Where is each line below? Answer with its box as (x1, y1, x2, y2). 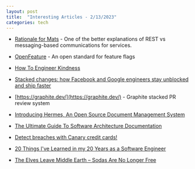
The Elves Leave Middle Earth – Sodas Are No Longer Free (14, 157, 157, 164)
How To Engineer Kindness (14, 65, 80, 72)
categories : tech (6, 19, 49, 25)
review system (14, 100, 50, 107)
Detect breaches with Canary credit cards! (14, 134, 117, 141)
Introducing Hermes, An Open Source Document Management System (14, 111, 185, 118)
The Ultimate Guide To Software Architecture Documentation (14, 123, 162, 130)
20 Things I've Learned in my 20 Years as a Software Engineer (14, 145, 166, 153)
